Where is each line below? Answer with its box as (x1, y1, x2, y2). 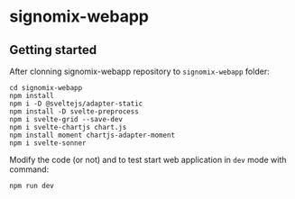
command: (9, 164, 50, 175)
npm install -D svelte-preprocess (9, 107, 140, 116)
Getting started (9, 42, 97, 58)
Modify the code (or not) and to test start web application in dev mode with (9, 155, 287, 165)
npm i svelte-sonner (9, 139, 88, 148)
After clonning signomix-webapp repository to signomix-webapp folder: (9, 66, 270, 77)
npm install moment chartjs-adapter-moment (9, 131, 176, 140)
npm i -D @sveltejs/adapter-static (9, 99, 143, 108)
